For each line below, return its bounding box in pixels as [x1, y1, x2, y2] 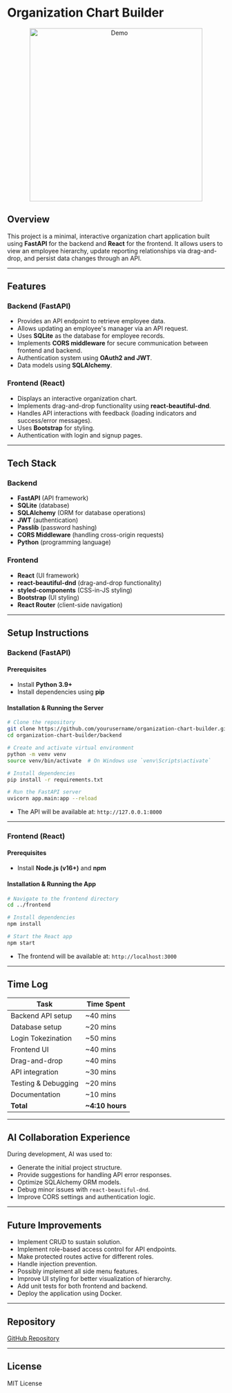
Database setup [10, 1022, 62, 1032]
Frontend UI [10, 1044, 49, 1054]
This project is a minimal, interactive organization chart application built [7, 232, 211, 240]
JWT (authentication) [17, 516, 79, 524]
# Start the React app [7, 933, 72, 940]
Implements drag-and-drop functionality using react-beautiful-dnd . [17, 402, 212, 410]
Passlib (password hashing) [17, 523, 97, 532]
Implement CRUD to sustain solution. [17, 1238, 122, 1246]
